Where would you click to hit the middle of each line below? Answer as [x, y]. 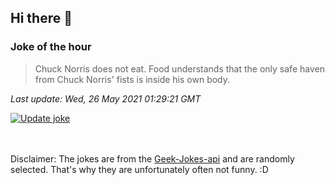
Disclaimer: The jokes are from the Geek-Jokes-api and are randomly [152, 158]
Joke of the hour [51, 47]
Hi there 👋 [41, 18]
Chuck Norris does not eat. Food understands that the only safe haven [179, 68]
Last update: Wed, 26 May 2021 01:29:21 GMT [106, 98]
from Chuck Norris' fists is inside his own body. [132, 79]
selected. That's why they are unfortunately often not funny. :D [139, 169]
